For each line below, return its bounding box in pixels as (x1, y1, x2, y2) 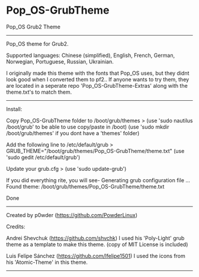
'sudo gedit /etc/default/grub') (6, 154, 81, 161)
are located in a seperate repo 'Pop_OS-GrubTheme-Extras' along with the (6, 82, 188, 89)
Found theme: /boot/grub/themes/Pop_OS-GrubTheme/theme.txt (6, 183, 165, 190)
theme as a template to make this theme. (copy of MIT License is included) (6, 241, 188, 248)
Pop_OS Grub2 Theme (6, 23, 61, 30)
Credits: (6, 223, 25, 230)
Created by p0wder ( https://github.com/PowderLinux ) (6, 211, 138, 218)
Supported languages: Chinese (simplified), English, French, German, (6, 52, 175, 59)
